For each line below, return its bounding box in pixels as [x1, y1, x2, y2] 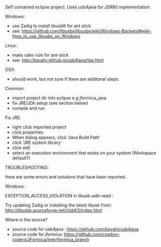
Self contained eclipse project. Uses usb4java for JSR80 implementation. [5, 4, 151, 10]
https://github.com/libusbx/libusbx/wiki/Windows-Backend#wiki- [21, 28, 152, 34]
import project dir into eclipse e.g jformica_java [12, 95, 107, 101]
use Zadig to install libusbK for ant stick [12, 23, 91, 29]
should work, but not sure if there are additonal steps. [12, 76, 120, 82]
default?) [12, 155, 31, 161]
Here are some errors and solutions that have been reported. [5, 174, 127, 179]
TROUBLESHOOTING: [5, 165, 48, 170]
